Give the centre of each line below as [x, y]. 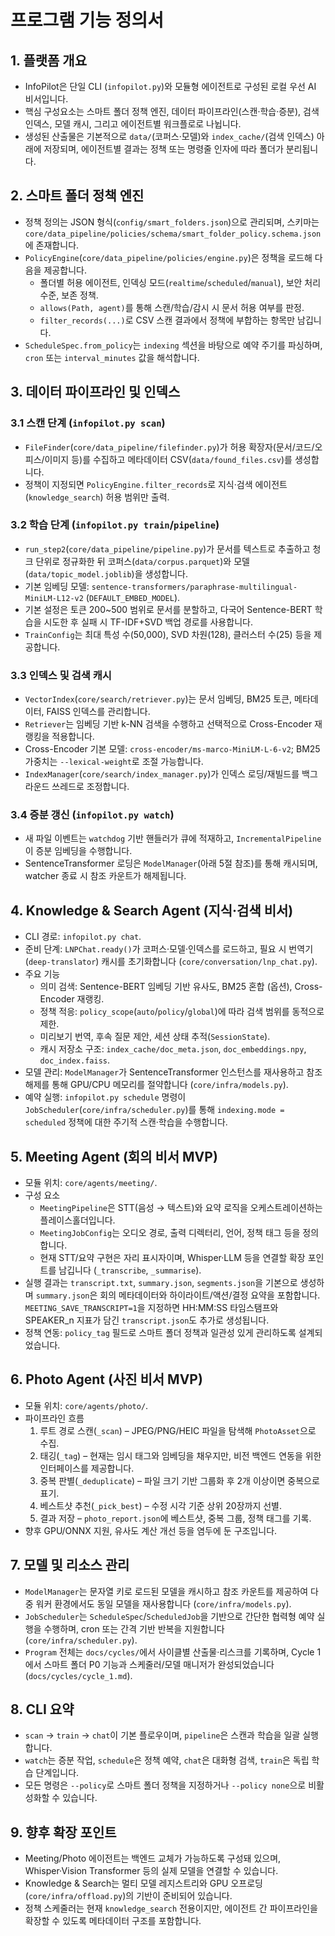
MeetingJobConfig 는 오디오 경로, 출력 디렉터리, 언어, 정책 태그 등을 [170, 1233]
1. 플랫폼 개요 [48, 60]
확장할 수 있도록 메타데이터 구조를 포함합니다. [113, 1921]
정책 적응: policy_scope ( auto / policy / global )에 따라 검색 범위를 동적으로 [182, 1012]
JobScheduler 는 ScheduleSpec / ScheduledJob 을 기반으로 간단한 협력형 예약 [169, 1616]
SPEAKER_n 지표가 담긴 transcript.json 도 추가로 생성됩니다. [147, 1320]
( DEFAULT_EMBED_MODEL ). [133, 597]
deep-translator [62, 962]
